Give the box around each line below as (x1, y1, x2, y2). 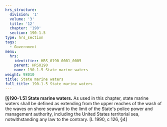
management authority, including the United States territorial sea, (5, 111, 140, 117)
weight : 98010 (5, 72, 35, 77)
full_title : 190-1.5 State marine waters (5, 81, 93, 86)
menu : (5, 49, 16, 54)
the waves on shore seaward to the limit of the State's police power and (5, 106, 153, 112)
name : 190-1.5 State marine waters (14, 68, 88, 73)
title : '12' (9, 21, 35, 26)
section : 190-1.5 (9, 30, 46, 35)
